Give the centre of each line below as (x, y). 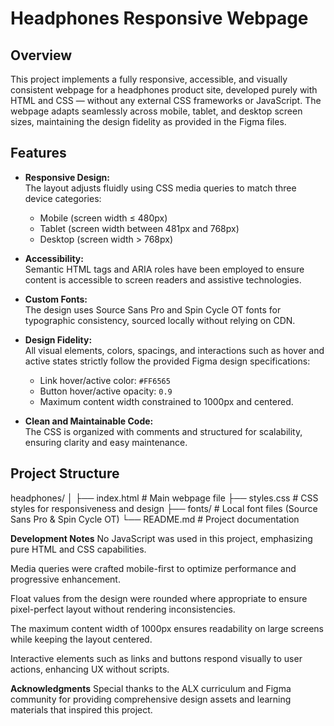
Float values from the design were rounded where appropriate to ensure (159, 598)
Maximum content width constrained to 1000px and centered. (166, 401)
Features (38, 153)
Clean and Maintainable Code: (89, 421)
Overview (41, 55)
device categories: (63, 198)
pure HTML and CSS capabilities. (78, 549)
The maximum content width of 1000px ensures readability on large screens (167, 628)
